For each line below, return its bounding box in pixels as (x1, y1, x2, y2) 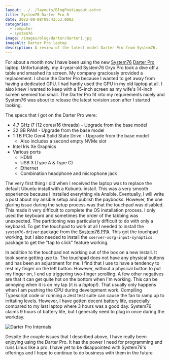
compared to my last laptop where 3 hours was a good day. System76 (5, 303, 152, 309)
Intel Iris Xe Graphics (12, 143, 57, 150)
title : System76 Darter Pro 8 (5, 12, 70, 17)
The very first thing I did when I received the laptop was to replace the (5, 180, 152, 186)
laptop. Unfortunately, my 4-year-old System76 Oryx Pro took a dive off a (5, 64, 159, 70)
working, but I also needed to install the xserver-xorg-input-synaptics (5, 234, 153, 240)
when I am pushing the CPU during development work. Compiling (5, 287, 142, 293)
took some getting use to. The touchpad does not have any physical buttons (5, 255, 165, 261)
